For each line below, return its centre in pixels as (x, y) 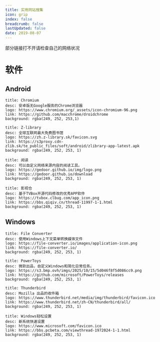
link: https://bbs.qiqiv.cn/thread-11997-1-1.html (59, 202)
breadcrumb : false (24, 24)
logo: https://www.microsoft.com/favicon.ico (53, 326)
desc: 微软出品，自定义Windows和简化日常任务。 (49, 266)
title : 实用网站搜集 (24, 10)
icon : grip (16, 15)
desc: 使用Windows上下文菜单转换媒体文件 (44, 239)
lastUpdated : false (25, 29)
